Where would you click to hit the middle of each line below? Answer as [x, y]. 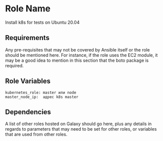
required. [14, 65]
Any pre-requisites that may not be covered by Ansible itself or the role [78, 49]
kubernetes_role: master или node [41, 93]
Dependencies [28, 112]
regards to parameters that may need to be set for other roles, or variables [81, 129]
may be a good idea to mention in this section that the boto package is [77, 60]
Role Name [28, 9]
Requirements [27, 38]
